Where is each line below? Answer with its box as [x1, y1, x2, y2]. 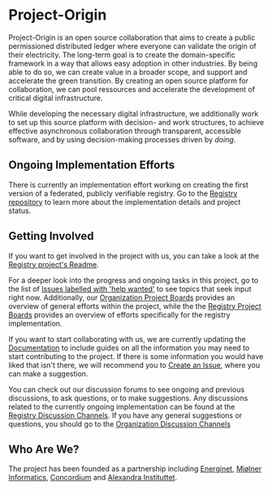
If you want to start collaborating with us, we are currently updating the [8, 334, 246, 344]
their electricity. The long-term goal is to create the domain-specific [8, 50, 235, 59]
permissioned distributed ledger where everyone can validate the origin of [8, 41, 257, 50]
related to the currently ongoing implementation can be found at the [8, 401, 235, 411]
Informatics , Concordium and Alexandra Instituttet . [8, 473, 177, 483]
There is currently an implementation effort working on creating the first [8, 180, 249, 189]
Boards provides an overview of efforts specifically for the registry [8, 310, 231, 319]
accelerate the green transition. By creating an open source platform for [8, 76, 249, 85]
